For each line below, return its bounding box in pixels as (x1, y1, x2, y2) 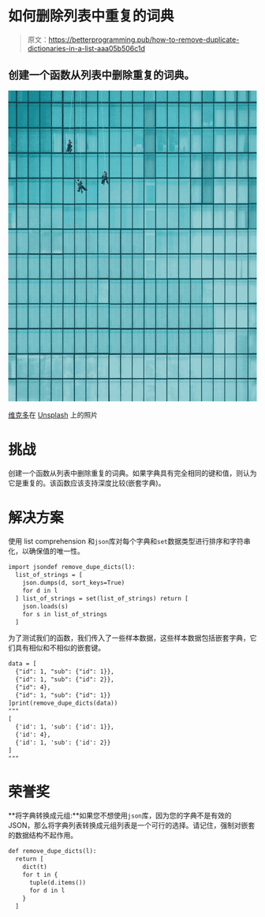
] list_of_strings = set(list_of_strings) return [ (15, 594, 189, 602)
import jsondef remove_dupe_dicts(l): (8, 563, 136, 571)
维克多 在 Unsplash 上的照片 (8, 410, 99, 419)
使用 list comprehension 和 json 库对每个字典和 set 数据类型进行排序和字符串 (8, 536, 251, 545)
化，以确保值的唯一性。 (8, 546, 84, 556)
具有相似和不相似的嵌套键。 (14, 642, 105, 652)
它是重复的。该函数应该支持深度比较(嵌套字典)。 (8, 478, 166, 488)
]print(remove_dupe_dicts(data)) (8, 699, 118, 707)
